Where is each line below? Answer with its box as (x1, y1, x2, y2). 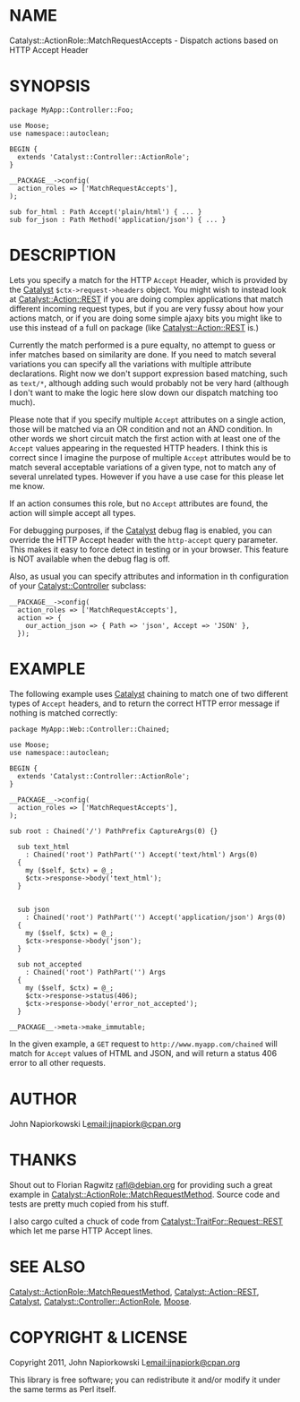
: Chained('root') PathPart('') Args (25, 968, 167, 976)
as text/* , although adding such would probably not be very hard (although (9, 377, 289, 388)
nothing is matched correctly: (9, 707, 118, 718)
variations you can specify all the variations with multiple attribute (9, 358, 253, 369)
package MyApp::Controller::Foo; (9, 105, 134, 115)
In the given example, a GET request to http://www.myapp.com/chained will (9, 1038, 278, 1049)
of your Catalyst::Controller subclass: (9, 580, 147, 591)
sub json (17, 905, 50, 914)
